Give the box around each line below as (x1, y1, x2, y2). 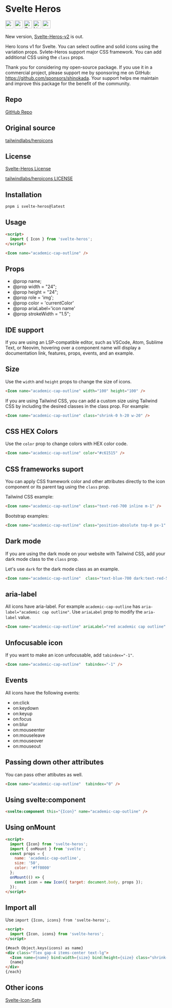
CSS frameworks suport (5, 465, 84, 473)
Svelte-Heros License (5, 166, 51, 172)
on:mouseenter (12, 727, 45, 733)
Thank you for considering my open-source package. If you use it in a (5, 64, 153, 70)
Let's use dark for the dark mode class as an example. (5, 566, 119, 572)
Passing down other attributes (5, 758, 104, 766)
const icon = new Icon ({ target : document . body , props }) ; (14, 880, 143, 885)
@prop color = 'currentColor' (12, 300, 74, 306)
